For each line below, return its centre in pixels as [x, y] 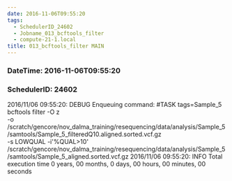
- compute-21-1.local [45, 40]
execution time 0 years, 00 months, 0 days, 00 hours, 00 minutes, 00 [107, 164]
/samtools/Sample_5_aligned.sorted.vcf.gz [68, 157]
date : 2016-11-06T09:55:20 [46, 14]
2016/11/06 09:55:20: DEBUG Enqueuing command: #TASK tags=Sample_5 [115, 105]
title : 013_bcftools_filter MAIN [56, 46]
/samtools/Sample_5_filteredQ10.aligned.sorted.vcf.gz [84, 134]
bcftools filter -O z [34, 112]
